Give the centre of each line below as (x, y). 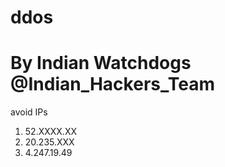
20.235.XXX (49, 142)
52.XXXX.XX (51, 132)
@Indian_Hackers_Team (112, 84)
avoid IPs (29, 112)
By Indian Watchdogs (101, 63)
